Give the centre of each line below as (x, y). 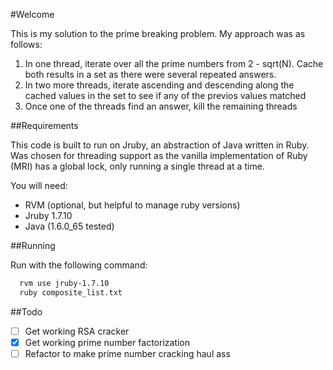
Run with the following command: (79, 265)
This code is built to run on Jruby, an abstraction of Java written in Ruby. (160, 145)
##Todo (26, 311)
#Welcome (32, 14)
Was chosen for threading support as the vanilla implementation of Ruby (159, 155)
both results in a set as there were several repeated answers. (150, 74)
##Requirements (44, 125)
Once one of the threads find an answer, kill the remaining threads (161, 106)
